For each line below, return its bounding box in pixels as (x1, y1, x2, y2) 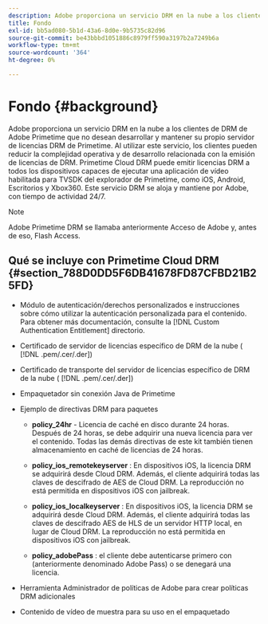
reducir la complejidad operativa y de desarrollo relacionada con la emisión (8, 149, 255, 159)
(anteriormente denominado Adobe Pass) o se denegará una (31, 559, 231, 568)
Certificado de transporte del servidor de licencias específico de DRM (19, 364, 250, 375)
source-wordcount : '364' (8, 49, 91, 57)
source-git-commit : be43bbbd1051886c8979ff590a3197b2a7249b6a (8, 33, 219, 42)
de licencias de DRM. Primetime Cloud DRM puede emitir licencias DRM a (8, 157, 250, 167)
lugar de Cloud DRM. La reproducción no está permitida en (31, 527, 226, 536)
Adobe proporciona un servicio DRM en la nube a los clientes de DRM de (8, 124, 248, 133)
